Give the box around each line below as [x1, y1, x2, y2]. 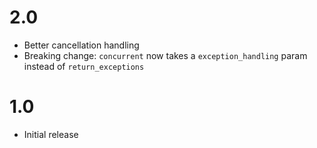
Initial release [23, 128, 79, 140]
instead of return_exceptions [23, 60, 145, 72]
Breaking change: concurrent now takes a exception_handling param [23, 49, 308, 61]
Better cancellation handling [23, 39, 140, 51]
